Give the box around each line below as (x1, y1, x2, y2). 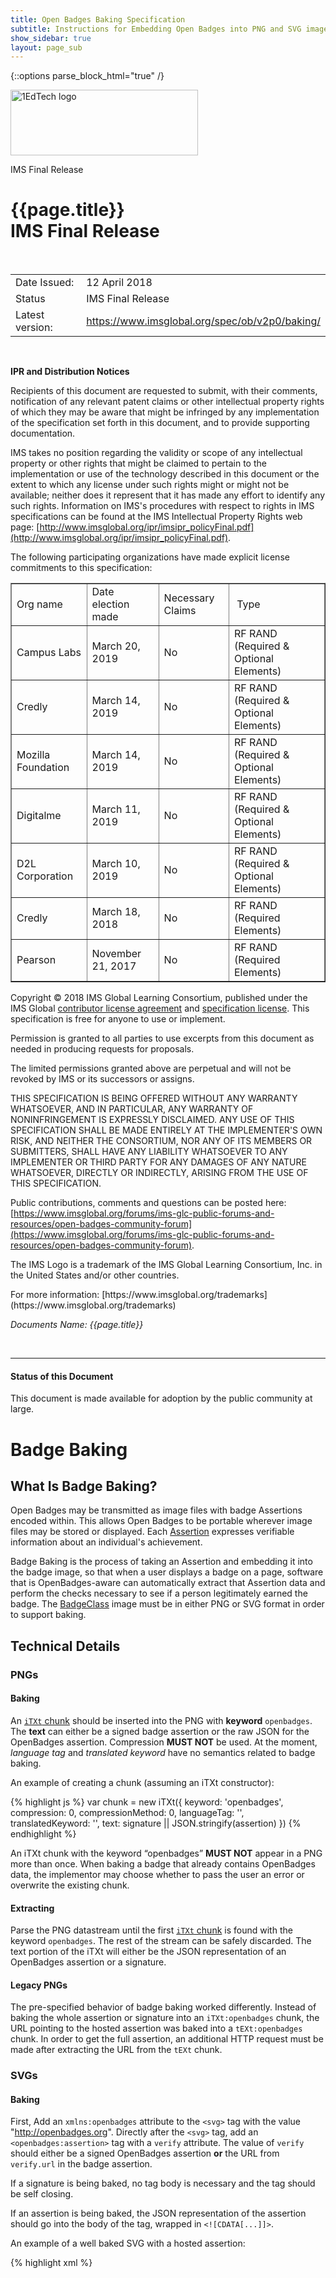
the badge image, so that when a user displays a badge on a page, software (10, 1566, 324, 1578)
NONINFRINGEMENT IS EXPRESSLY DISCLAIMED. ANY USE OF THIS (10, 1114, 295, 1126)
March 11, (91, 802, 141, 816)
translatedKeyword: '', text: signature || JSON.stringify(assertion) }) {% (10, 1817, 302, 1829)
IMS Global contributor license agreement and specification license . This (10, 1002, 310, 1015)
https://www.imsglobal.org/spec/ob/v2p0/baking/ (86, 314, 321, 328)
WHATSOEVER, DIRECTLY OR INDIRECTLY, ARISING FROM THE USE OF (10, 1167, 309, 1179)
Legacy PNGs (10, 1979, 68, 1991)
